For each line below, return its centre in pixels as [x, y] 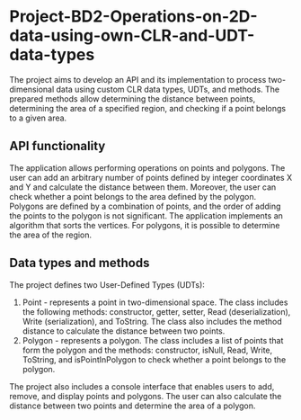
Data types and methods [80, 263]
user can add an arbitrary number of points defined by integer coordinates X [151, 177]
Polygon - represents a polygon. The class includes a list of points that [153, 340]
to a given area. [38, 118]
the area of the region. [51, 235]
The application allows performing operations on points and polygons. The [147, 167]
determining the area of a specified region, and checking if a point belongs [147, 108]
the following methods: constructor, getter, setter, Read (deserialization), [156, 311]
